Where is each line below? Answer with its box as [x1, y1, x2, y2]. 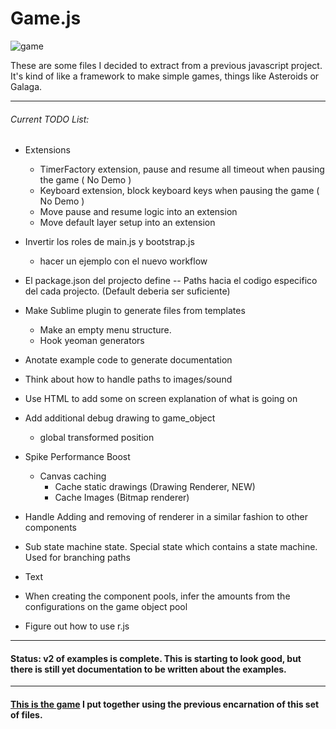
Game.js [10, 7, 82, 30]
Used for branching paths [24, 552, 131, 564]
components [24, 522, 77, 534]
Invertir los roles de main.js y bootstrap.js [24, 236, 195, 248]
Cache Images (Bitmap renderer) [54, 492, 190, 504]
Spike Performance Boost [24, 451, 131, 463]
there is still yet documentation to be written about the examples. [10, 663, 287, 675]
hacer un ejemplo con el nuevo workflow [39, 255, 208, 267]
